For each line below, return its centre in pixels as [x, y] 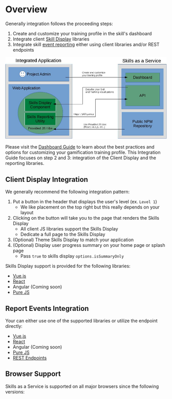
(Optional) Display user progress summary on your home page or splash [89, 245]
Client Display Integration [47, 180]
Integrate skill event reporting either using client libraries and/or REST [86, 44]
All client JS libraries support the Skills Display [69, 229]
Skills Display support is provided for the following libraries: [68, 266]
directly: [14, 326]
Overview [26, 9]
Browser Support [33, 374]
